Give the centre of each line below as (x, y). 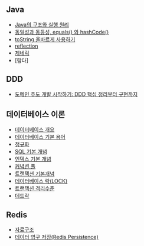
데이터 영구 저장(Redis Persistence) (56, 237)
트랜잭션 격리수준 (35, 188)
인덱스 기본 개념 (33, 159)
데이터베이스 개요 (35, 129)
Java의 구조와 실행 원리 (42, 24)
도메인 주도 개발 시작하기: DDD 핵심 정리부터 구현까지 (76, 94)
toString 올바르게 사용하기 (45, 39)
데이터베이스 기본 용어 (40, 137)
